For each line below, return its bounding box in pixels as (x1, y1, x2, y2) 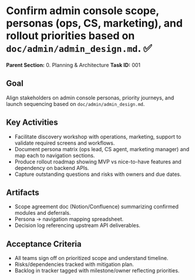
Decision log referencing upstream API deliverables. (14, 222, 141, 229)
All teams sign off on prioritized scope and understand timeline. (14, 255, 169, 262)
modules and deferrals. (14, 209, 71, 216)
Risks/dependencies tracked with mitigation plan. (14, 261, 134, 268)
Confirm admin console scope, (6, 4, 160, 18)
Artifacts (6, 187, 39, 198)
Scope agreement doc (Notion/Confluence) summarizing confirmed (14, 203, 179, 210)
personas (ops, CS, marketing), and (6, 16, 183, 30)
